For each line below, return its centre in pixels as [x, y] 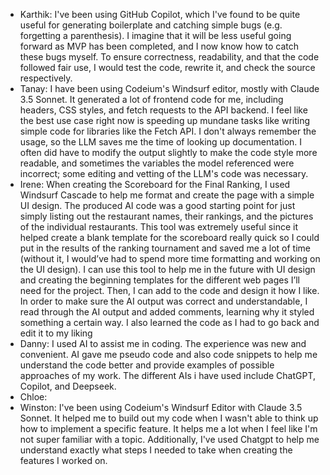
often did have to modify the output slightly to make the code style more [168, 152]
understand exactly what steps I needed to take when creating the [156, 450]
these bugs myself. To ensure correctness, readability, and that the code [169, 57]
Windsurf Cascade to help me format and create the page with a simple [167, 195]
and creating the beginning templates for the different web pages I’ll [159, 280]
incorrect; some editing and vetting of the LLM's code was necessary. [164, 173]
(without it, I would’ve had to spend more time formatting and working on [170, 258]
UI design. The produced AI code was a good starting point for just [157, 205]
